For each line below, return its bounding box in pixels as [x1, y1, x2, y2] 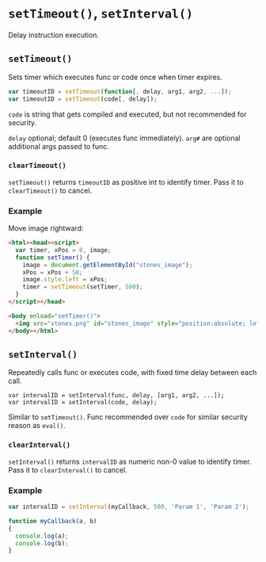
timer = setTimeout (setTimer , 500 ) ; [22, 283, 144, 291]
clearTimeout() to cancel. [8, 185, 93, 195]
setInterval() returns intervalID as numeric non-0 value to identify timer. [8, 457, 252, 466]
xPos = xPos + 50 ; [22, 268, 83, 277]
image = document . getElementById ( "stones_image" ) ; [22, 261, 193, 269]
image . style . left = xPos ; [22, 276, 108, 284]
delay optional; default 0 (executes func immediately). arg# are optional [8, 133, 241, 143]
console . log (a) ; [15, 532, 69, 540]
